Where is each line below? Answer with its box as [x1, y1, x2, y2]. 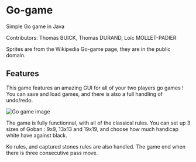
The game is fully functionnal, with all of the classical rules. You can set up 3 [6, 119, 191, 126]
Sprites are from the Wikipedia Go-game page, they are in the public [6, 45, 171, 53]
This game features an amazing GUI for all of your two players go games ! [6, 84, 184, 91]
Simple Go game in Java [6, 23, 65, 30]
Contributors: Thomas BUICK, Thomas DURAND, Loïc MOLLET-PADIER [6, 34, 177, 41]
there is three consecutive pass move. [6, 149, 98, 156]
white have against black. [6, 132, 67, 139]
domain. [6, 51, 26, 58]
